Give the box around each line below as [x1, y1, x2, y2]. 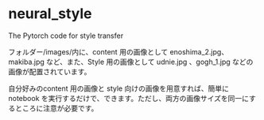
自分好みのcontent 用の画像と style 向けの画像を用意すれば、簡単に [8, 84, 229, 93]
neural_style [8, 5, 92, 23]
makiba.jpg [8, 57, 45, 66]
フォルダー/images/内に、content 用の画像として [8, 47, 169, 56]
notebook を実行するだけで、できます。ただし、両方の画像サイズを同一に [8, 93, 250, 103]
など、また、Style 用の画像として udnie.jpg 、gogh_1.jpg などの [46, 57, 254, 66]
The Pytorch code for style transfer [8, 31, 124, 40]
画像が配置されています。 [8, 66, 91, 76]
